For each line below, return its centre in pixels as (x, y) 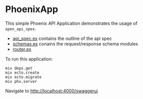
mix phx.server (21, 81)
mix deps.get (19, 68)
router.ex (22, 49)
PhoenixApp (32, 9)
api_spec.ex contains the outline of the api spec (62, 38)
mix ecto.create (22, 72)
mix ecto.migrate (23, 77)
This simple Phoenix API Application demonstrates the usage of (71, 23)
